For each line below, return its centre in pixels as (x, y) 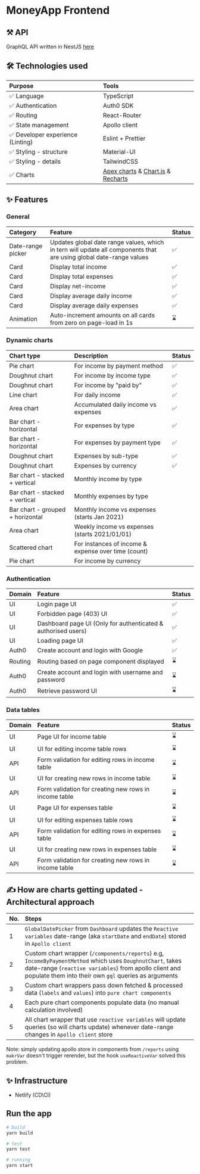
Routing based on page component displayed (101, 661)
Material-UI (119, 151)
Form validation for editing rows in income (96, 760)
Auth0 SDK (118, 105)
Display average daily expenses (94, 306)
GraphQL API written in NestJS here (50, 46)
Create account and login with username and (100, 672)
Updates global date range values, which (107, 242)
